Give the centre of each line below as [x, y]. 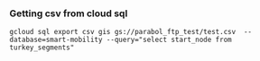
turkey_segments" [42, 48]
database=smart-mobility [56, 40]
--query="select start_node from [169, 40]
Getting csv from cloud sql [69, 13]
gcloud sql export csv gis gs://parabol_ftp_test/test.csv [123, 32]
